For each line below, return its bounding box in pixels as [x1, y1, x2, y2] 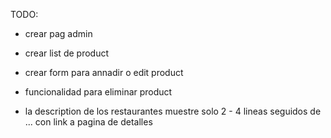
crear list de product [24, 47, 109, 59]
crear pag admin [24, 28, 93, 39]
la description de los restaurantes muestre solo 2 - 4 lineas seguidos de [24, 105, 322, 117]
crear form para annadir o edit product [24, 67, 184, 78]
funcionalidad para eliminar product [24, 86, 173, 98]
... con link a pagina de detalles [24, 116, 153, 128]
